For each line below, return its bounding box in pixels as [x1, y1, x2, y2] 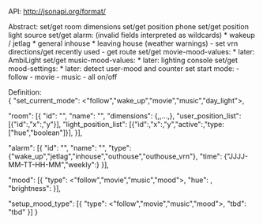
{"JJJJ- [224, 151, 249, 161]
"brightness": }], [8, 184, 62, 192]
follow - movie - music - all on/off [8, 73, 118, 81]
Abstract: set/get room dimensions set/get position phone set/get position [8, 22, 249, 31]
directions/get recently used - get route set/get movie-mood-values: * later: [8, 47, 255, 56]
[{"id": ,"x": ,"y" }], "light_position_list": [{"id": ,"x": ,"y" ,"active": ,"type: [8, 120, 225, 129]
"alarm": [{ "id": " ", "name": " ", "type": [8, 144, 132, 152]
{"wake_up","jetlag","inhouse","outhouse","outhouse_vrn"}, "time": [8, 151, 223, 161]
